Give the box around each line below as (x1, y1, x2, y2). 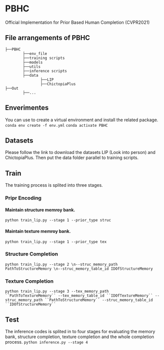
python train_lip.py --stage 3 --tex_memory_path (5, 289, 109, 294)
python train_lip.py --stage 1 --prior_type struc (5, 218, 111, 223)
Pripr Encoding (5, 195, 42, 201)
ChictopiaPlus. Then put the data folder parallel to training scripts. (5, 154, 139, 161)
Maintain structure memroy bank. (5, 206, 75, 213)
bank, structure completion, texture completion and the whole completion (5, 334, 154, 340)
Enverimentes (5, 103, 49, 112)
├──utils (23, 64, 41, 69)
